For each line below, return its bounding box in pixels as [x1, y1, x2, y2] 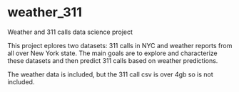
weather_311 [7, 4, 82, 21]
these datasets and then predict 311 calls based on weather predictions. [7, 56, 218, 64]
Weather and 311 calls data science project [7, 28, 133, 36]
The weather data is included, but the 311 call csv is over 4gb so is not [7, 70, 214, 79]
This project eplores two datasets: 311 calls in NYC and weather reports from [7, 41, 233, 50]
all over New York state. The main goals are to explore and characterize [7, 49, 218, 57]
